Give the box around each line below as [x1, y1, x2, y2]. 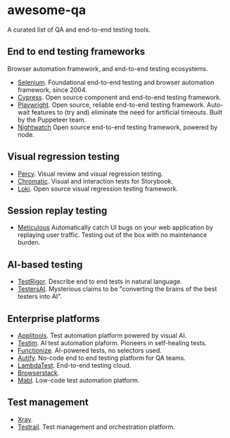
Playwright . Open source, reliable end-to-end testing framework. [17, 101, 205, 109]
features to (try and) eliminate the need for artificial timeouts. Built [31, 108, 223, 116]
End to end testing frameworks [7, 46, 146, 58]
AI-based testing [7, 259, 83, 271]
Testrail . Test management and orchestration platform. [17, 423, 176, 431]
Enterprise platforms [7, 312, 100, 325]
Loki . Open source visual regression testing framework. [17, 184, 178, 193]
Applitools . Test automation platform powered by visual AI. [17, 331, 187, 340]
